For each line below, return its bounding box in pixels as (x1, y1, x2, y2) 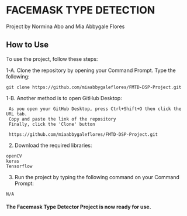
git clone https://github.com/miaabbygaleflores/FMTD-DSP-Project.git (6, 84, 182, 90)
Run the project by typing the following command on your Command (14, 173, 180, 180)
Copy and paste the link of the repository (8, 116, 116, 122)
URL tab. (6, 111, 27, 117)
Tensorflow (6, 163, 33, 169)
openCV (6, 153, 22, 159)
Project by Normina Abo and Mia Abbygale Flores (6, 23, 125, 30)
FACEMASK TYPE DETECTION (6, 4, 155, 17)
